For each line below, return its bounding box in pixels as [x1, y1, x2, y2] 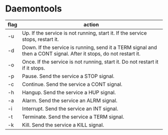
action [83, 21, 99, 28]
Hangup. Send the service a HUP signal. [22, 88, 116, 95]
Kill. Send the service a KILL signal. [22, 121, 104, 128]
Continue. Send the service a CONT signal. [22, 80, 122, 87]
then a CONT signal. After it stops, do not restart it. [22, 50, 141, 57]
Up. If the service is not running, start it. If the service [22, 29, 147, 36]
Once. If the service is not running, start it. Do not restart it [22, 58, 158, 65]
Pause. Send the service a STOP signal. [22, 72, 115, 79]
